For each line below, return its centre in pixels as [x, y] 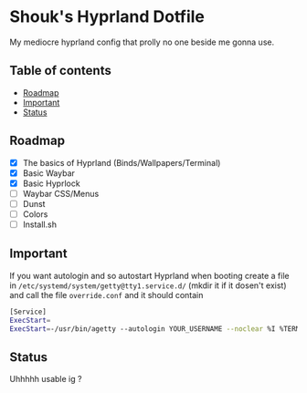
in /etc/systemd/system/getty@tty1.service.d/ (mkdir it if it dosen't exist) [148, 285]
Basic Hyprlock [51, 183]
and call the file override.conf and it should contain [106, 295]
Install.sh [40, 224]
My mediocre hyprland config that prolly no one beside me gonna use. [142, 42]
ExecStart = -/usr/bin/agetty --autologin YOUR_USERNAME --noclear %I [143, 329]
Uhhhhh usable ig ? [46, 379]
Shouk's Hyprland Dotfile [107, 17]
